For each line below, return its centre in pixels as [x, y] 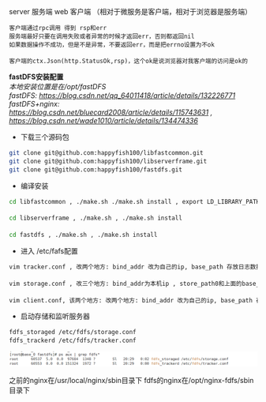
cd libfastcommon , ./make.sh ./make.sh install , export [106, 201]
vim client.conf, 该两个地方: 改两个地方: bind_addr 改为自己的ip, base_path [131, 300]
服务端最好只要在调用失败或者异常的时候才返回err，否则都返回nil [102, 36]
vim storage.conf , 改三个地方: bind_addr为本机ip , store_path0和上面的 [126, 284]
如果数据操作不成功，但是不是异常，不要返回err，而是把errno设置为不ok [112, 45]
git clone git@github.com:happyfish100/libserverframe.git [108, 161]
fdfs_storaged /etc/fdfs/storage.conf [73, 332]
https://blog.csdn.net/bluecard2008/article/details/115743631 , [111, 112]
